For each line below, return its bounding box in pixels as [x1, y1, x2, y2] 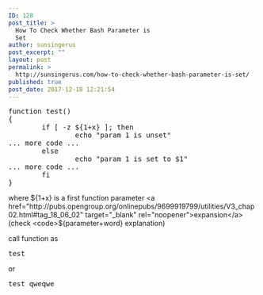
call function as [8, 234, 59, 243]
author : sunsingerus [8, 41, 77, 49]
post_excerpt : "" [8, 48, 66, 56]
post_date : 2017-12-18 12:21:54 [8, 85, 115, 94]
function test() [8, 107, 71, 116]
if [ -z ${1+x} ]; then [41, 123, 134, 132]
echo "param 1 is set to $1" [74, 155, 189, 163]
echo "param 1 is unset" [74, 131, 172, 140]
